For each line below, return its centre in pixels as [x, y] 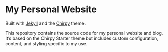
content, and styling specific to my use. [46, 43]
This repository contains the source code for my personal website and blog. [84, 33]
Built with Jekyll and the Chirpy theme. [46, 23]
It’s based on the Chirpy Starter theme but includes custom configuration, [82, 38]
